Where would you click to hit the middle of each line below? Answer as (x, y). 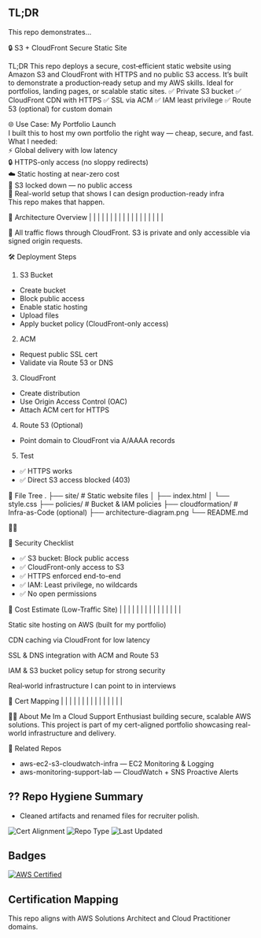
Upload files (39, 315)
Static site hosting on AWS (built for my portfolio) (87, 624)
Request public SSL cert (59, 354)
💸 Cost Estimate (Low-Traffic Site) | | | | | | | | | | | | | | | (95, 609)
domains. (23, 927)
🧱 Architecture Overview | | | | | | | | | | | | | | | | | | (86, 217)
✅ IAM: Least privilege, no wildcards (78, 584)
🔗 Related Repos (35, 748)
